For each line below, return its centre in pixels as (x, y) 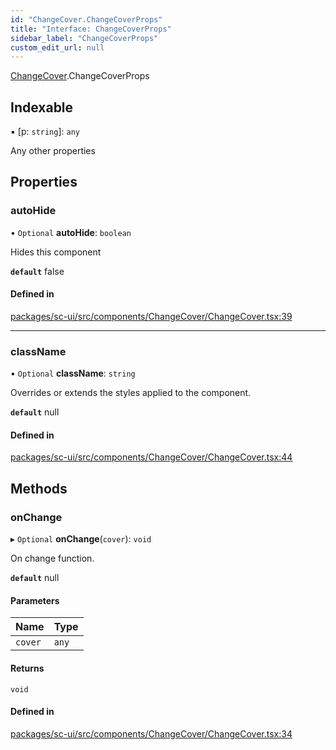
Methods (39, 488)
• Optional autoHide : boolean (71, 232)
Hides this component (56, 252)
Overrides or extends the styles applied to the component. (131, 393)
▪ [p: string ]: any (45, 132)
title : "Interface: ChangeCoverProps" (91, 29)
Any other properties (53, 151)
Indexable (42, 107)
